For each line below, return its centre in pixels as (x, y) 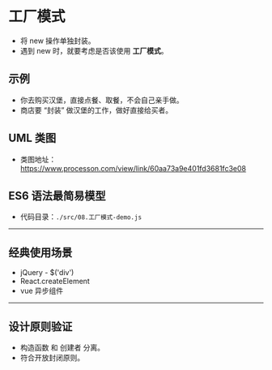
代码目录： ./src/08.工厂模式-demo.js (81, 217)
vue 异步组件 (42, 291)
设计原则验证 (40, 327)
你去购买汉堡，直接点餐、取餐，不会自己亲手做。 (102, 100)
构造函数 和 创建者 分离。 (62, 347)
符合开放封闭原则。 (52, 357)
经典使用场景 (40, 252)
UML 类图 (32, 138)
